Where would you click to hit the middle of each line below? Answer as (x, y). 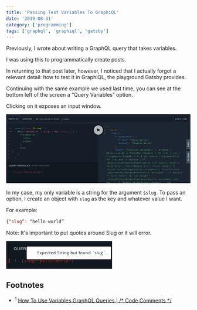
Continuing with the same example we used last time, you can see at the (94, 88)
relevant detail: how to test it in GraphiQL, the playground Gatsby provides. (96, 77)
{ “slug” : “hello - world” (35, 222)
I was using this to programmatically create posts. (66, 60)
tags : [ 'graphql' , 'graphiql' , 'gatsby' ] (57, 31)
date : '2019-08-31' (30, 18)
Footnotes (25, 285)
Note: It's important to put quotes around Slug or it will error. (79, 233)
